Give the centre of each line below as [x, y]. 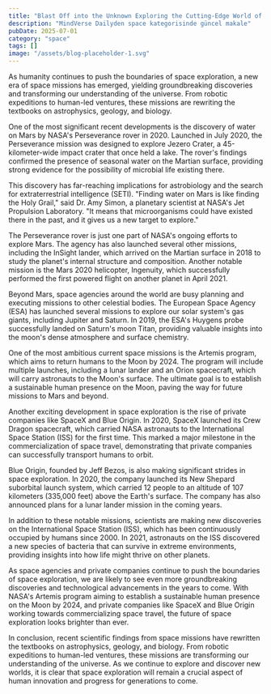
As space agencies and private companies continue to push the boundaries [134, 571]
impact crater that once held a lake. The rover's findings [154, 152]
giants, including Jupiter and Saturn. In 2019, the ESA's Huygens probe [126, 320]
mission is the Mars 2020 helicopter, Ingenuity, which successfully [119, 270]
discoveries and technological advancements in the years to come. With [129, 588]
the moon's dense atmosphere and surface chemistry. [99, 337]
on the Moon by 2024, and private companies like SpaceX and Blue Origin [131, 605]
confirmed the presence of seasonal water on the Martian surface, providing [136, 161]
